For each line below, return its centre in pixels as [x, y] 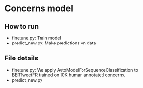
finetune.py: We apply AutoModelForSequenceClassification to [75, 70]
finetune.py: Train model [36, 38]
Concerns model [39, 8]
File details [21, 58]
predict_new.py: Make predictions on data [54, 43]
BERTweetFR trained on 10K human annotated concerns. [68, 75]
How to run [22, 26]
